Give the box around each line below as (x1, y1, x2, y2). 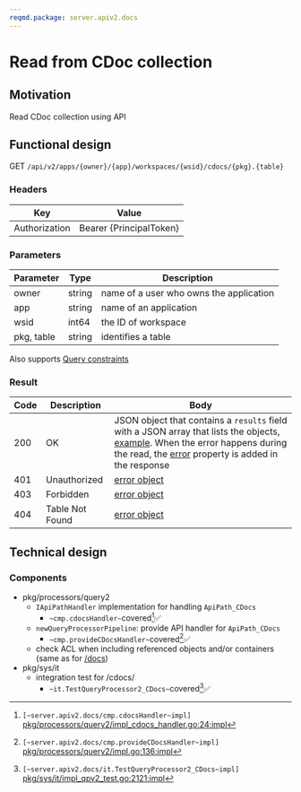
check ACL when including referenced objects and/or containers (35, 643, 275, 655)
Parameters (9, 248, 61, 261)
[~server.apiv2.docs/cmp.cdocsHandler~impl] (21, 710, 192, 720)
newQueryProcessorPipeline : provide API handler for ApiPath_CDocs (35, 622, 280, 633)
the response (114, 459, 170, 472)
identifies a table (100, 331, 171, 344)
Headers (9, 183, 47, 196)
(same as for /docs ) (35, 653, 109, 664)
